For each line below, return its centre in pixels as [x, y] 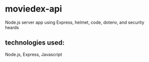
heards [12, 27]
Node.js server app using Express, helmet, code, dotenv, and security [75, 22]
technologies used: [35, 43]
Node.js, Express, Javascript [33, 54]
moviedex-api [33, 9]
